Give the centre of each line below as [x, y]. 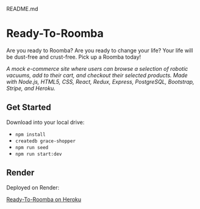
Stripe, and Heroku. [31, 88]
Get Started [29, 107]
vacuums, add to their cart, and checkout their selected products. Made [97, 75]
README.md [22, 9]
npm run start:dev [38, 154]
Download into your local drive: [45, 122]
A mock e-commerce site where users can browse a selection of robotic [97, 68]
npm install [30, 134]
